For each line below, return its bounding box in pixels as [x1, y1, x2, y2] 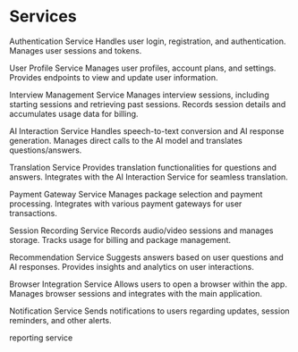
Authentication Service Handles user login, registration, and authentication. [9, 36, 286, 46]
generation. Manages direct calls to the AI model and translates [9, 135, 243, 146]
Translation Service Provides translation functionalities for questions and [9, 162, 277, 172]
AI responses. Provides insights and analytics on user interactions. [9, 261, 255, 272]
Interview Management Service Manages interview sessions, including [9, 89, 270, 100]
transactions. [9, 207, 58, 218]
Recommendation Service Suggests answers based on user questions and [9, 252, 284, 263]
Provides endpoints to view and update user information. [9, 71, 218, 82]
